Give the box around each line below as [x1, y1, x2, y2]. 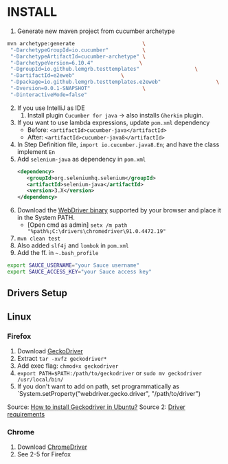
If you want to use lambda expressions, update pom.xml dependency [16, 118, 210, 126]
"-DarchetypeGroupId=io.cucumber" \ [10, 46, 146, 54]
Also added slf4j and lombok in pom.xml [16, 241, 129, 250]
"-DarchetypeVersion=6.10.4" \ [10, 59, 143, 66]
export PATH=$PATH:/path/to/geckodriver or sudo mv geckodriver [16, 369, 203, 377]
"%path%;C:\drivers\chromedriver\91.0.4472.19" [27, 228, 166, 235]
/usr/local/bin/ [16, 376, 64, 384]
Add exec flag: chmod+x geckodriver [16, 362, 119, 370]
